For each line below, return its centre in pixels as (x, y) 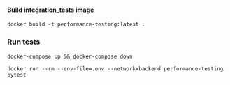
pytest (17, 75)
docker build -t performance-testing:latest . (76, 24)
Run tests (24, 42)
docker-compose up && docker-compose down (70, 56)
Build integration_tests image (51, 10)
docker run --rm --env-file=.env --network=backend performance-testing (115, 69)
